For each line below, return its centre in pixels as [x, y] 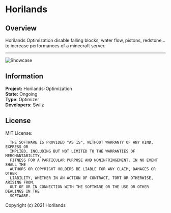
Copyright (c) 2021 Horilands [36, 205]
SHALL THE [16, 164]
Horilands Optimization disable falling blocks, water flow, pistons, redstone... [85, 40]
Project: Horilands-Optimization [39, 88]
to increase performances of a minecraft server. [55, 46]
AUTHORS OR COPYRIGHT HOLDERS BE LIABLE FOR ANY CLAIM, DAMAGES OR [83, 169]
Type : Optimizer [22, 99]
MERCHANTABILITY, [24, 156]
